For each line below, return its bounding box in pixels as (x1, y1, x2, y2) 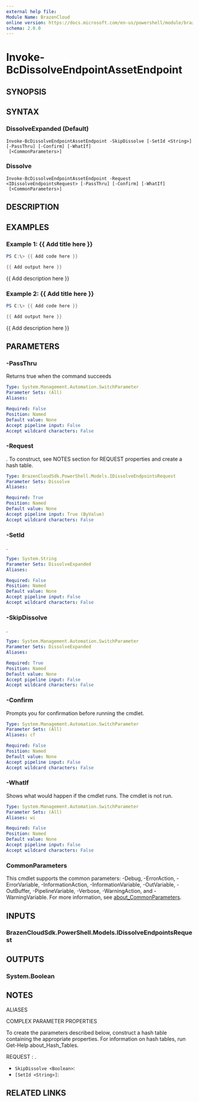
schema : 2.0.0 (6, 25, 41, 31)
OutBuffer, (6, 888, 31, 895)
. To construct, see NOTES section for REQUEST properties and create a (6, 455, 182, 462)
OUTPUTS (6, 954, 44, 964)
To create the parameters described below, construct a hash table (6, 1029, 168, 1036)
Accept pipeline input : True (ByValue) (6, 511, 105, 517)
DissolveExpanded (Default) (6, 125, 89, 133)
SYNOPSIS (6, 86, 47, 97)
